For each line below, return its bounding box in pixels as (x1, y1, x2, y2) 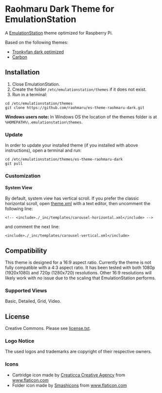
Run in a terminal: (12, 91, 47, 97)
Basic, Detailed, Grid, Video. (5, 298, 62, 304)
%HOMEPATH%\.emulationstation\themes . (5, 119, 83, 125)
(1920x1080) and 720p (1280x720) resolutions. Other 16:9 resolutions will (5, 269, 152, 275)
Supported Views (5, 287, 47, 294)
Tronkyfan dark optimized (12, 49, 64, 55)
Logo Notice (5, 338, 35, 345)
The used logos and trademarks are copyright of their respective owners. (5, 349, 152, 354)
